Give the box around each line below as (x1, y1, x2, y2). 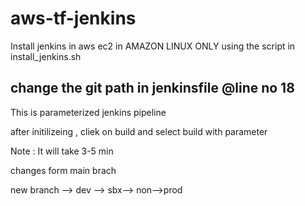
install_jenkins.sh (10, 50, 82, 62)
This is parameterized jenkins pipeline (10, 106, 167, 118)
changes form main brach (10, 164, 117, 176)
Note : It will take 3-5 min (10, 145, 114, 157)
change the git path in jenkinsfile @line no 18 (10, 80, 295, 97)
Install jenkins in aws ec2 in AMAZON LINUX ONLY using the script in (10, 40, 296, 52)
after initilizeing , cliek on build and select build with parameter (10, 125, 268, 137)
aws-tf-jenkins (10, 7, 137, 30)
